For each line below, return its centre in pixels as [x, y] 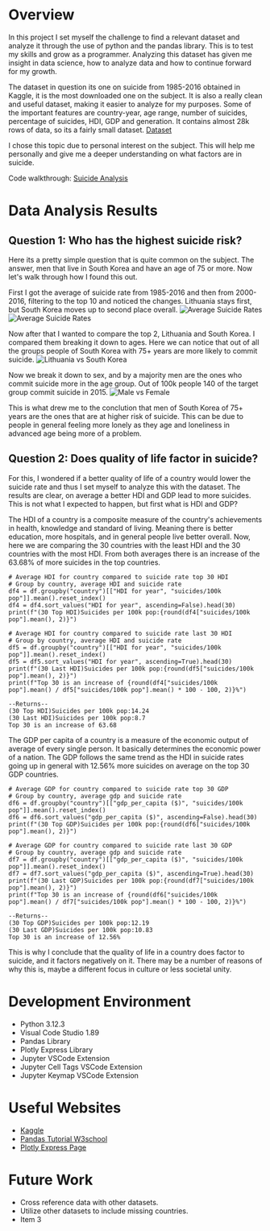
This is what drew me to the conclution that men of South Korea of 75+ [126, 408]
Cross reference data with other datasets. [89, 1202]
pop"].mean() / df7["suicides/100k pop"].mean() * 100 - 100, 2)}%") [128, 901]
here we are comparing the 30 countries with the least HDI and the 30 [125, 545]
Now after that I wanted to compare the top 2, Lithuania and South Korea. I [132, 334]
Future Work [51, 1180]
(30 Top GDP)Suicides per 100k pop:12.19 [79, 923]
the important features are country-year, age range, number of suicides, [128, 112]
